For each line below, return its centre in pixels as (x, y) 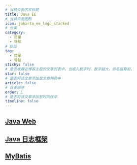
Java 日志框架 (26, 139)
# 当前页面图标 (18, 19)
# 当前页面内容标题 (22, 10)
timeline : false (22, 101)
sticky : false (20, 65)
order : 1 (14, 92)
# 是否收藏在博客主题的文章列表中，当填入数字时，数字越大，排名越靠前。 (70, 69)
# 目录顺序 (15, 87)
